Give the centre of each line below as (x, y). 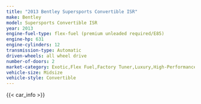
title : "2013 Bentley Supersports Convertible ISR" (72, 12)
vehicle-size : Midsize (34, 73)
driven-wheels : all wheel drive (46, 56)
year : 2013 (20, 28)
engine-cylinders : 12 (33, 45)
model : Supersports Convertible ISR (52, 23)
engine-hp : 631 (25, 39)
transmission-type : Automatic (44, 51)
